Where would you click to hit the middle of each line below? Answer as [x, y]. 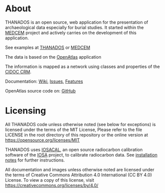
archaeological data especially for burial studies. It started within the [75, 27]
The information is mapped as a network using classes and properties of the [82, 66]
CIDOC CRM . [18, 71]
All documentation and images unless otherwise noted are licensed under [80, 169]
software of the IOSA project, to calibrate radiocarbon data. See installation [81, 155]
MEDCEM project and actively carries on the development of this [71, 32]
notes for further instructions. [35, 160]
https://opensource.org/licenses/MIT [42, 140]
